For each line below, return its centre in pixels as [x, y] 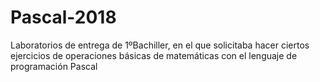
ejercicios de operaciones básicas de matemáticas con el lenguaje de [154, 55]
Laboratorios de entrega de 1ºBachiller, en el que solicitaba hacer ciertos [160, 45]
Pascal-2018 [63, 17]
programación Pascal [54, 66]
